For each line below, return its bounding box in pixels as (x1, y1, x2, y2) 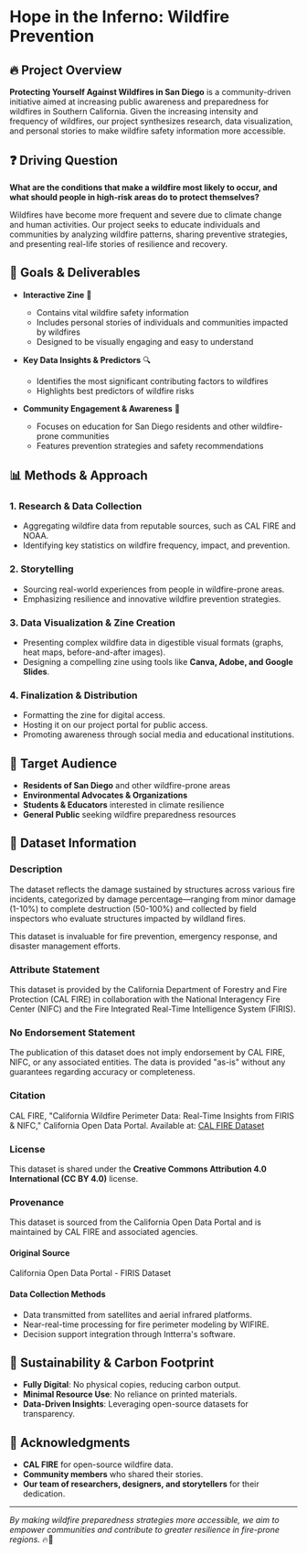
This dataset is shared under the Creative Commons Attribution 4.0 (9, 1163, 267, 1174)
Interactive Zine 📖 (22, 289, 92, 300)
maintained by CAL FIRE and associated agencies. (9, 1227, 198, 1238)
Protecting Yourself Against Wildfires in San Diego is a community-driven (9, 87, 291, 97)
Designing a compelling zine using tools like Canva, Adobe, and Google (22, 656, 294, 667)
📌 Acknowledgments (9, 1434, 131, 1451)
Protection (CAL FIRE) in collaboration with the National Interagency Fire (9, 994, 281, 1004)
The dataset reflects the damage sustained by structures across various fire (9, 884, 295, 895)
